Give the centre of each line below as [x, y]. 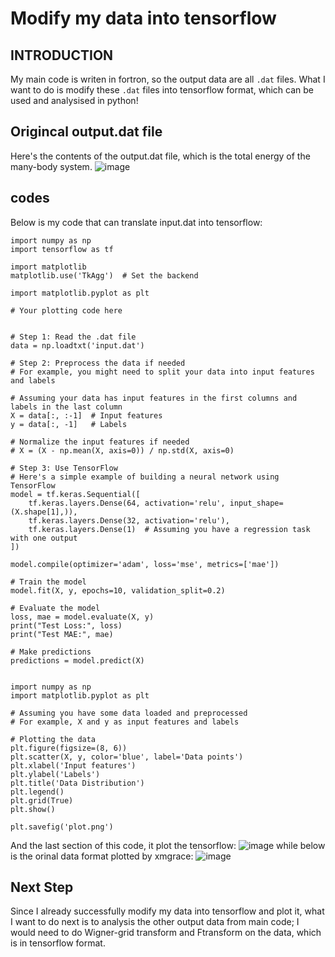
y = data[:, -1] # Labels [69, 424]
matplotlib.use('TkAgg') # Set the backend [104, 275]
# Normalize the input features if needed [100, 442]
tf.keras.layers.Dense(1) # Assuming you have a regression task [169, 529]
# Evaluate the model [55, 608]
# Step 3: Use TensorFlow [64, 468]
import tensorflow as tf [62, 249]
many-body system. [51, 166]
